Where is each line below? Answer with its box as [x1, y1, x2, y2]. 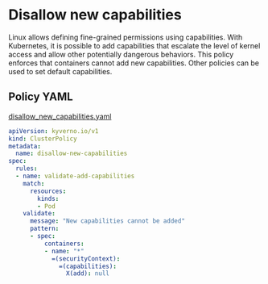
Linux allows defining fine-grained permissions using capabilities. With [8, 32, 243, 42]
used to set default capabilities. [8, 66, 113, 76]
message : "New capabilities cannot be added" [29, 217, 185, 225]
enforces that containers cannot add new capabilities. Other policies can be [8, 58, 260, 68]
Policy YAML [8, 90, 74, 104]
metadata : [8, 142, 42, 150]
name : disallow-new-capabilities [15, 149, 128, 158]
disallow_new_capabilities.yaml [8, 111, 112, 121]
